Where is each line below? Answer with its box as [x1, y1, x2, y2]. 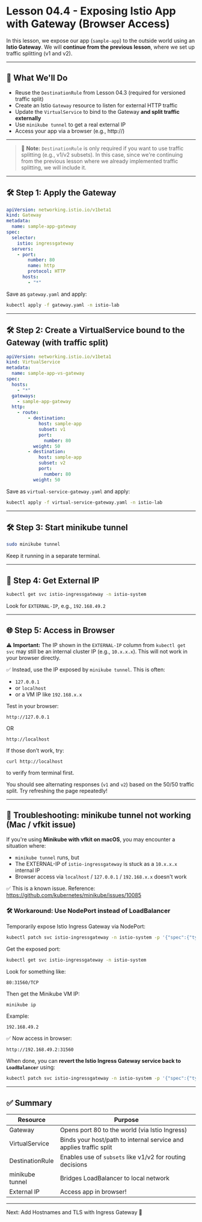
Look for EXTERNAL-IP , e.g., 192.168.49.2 [6, 602, 106, 609]
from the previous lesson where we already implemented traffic [20, 157, 179, 164]
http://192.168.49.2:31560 [6, 1047, 74, 1053]
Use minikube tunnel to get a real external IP [14, 121, 126, 128]
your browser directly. [6, 654, 61, 661]
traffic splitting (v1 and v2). [6, 49, 73, 57]
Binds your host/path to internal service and [60, 1136, 184, 1144]
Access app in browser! [60, 1188, 127, 1196]
